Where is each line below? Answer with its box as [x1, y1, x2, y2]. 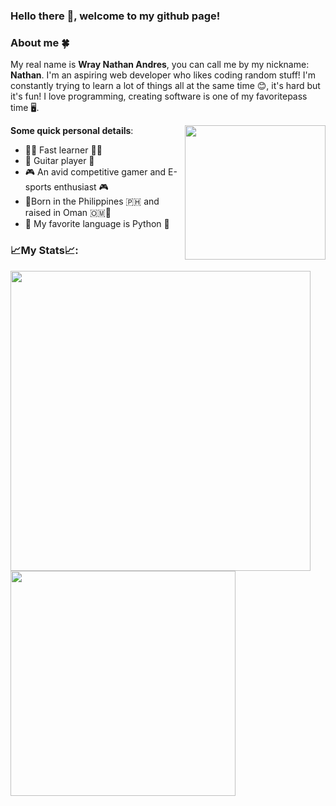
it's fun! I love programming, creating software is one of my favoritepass [10, 90, 308, 103]
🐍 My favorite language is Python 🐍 [24, 218, 170, 230]
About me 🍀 [10, 35, 70, 49]
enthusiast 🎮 [53, 181, 109, 193]
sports [24, 181, 52, 193]
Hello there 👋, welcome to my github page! [10, 9, 221, 23]
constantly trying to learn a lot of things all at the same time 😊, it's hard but [10, 80, 321, 92]
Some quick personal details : [10, 125, 134, 137]
